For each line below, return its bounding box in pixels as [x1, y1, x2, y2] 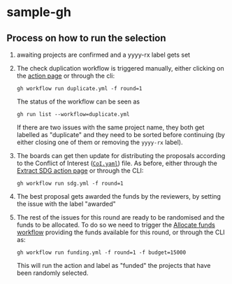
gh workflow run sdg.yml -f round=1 [16, 180, 124, 187]
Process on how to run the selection [6, 32, 166, 44]
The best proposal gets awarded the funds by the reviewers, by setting [16, 192, 222, 200]
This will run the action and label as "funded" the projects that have [16, 262, 211, 269]
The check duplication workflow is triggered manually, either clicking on [16, 64, 224, 72]
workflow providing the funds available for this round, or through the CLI [16, 228, 225, 236]
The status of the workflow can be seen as [16, 97, 140, 106]
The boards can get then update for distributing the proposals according [16, 152, 226, 159]
